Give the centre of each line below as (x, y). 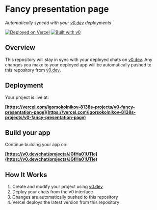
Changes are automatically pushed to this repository (65, 197)
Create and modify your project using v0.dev (57, 187)
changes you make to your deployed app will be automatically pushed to (78, 64)
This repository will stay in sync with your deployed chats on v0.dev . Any (79, 60)
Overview (20, 48)
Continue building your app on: (36, 145)
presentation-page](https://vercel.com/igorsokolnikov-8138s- (70, 112)
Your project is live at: (27, 97)
